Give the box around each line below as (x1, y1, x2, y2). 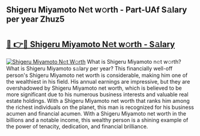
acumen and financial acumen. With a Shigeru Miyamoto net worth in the (6, 110, 187, 117)
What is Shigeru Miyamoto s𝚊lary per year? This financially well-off (6, 65, 173, 72)
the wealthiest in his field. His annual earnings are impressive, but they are (6, 78, 190, 85)
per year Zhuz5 (6, 14, 65, 25)
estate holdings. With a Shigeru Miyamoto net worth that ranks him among (6, 97, 190, 104)
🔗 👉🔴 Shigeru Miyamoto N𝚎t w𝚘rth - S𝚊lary (6, 39, 175, 49)
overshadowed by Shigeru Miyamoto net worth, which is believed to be (6, 84, 182, 91)
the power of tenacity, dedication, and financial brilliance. (6, 123, 148, 130)
